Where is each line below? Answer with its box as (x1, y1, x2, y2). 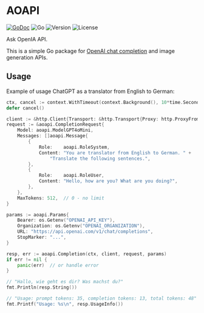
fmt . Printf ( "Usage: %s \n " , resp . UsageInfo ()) (6, 301, 123, 307)
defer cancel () (6, 105, 45, 111)
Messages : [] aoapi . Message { (17, 133, 88, 139)
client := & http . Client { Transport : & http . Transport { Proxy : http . (6, 116, 175, 122)
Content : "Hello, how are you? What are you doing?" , (38, 178, 178, 184)
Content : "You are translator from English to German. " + (38, 150, 191, 156)
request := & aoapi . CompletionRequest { (6, 122, 104, 128)
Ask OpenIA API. (6, 35, 48, 43)
